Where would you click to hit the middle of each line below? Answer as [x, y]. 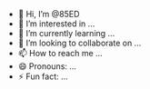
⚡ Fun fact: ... [43, 76]
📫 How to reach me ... [60, 53]
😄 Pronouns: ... [47, 66]
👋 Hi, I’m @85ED [49, 14]
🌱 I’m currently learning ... [66, 33]
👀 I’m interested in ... [56, 24]
